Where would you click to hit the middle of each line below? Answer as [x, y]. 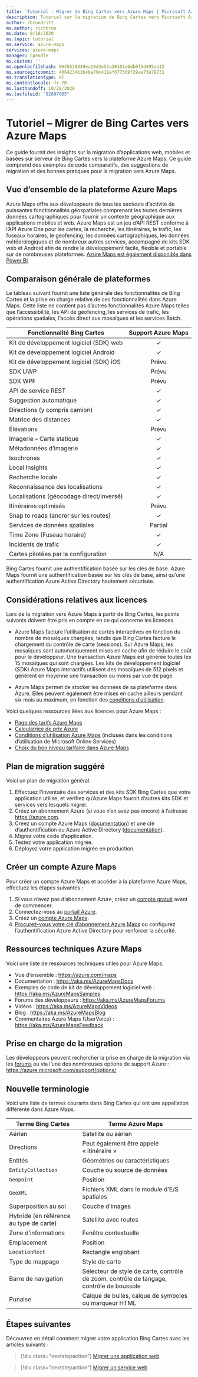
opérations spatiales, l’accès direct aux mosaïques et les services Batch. [94, 318]
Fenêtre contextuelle [111, 1233]
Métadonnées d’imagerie [44, 449]
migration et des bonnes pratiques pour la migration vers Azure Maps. [91, 171]
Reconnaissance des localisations [56, 487]
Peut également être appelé [121, 1144]
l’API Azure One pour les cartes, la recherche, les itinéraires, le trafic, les [94, 229]
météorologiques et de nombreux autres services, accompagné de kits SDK [98, 241]
